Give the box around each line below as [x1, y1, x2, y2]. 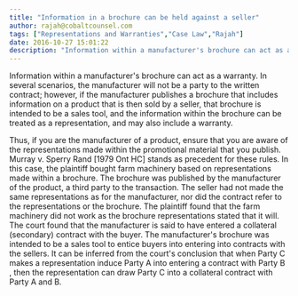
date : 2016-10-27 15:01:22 [9, 37, 109, 47]
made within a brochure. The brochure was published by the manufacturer [9, 172, 281, 183]
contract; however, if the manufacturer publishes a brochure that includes [9, 90, 278, 100]
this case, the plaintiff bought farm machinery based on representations [9, 164, 272, 174]
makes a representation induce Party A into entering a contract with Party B [9, 258, 286, 268]
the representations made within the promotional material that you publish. [9, 144, 281, 156]
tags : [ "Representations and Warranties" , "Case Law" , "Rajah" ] [9, 29, 244, 38]
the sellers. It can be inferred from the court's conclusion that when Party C [9, 248, 286, 259]
